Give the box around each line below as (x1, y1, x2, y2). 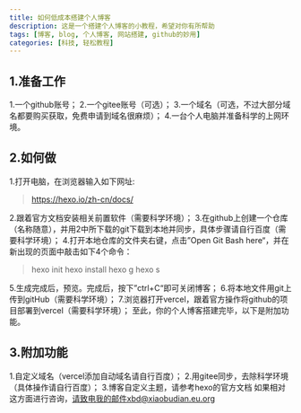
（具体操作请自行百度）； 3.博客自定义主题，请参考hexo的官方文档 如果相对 (9, 382, 287, 392)
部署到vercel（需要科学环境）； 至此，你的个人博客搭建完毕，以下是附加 (16, 304, 282, 315)
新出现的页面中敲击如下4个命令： (9, 246, 133, 257)
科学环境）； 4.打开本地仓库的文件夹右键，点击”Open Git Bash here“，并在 (16, 234, 289, 245)
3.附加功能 (9, 345, 69, 360)
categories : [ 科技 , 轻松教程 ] (9, 38, 114, 48)
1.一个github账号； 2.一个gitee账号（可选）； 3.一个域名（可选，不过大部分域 (9, 100, 291, 110)
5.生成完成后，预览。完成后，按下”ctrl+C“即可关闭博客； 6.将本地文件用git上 (9, 282, 292, 293)
